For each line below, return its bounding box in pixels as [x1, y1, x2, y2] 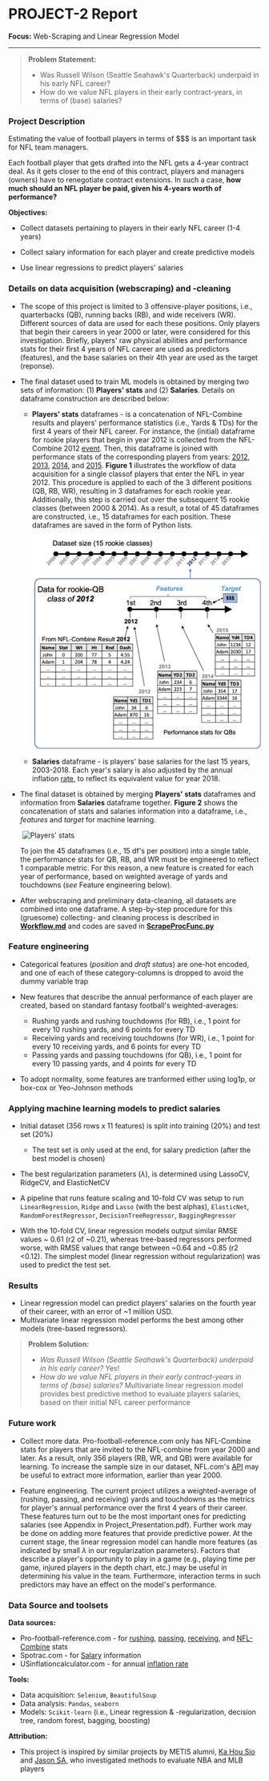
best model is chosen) [31, 1154, 106, 1164]
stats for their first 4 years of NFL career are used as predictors [19, 344, 230, 353]
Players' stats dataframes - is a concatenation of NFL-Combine [31, 409, 243, 418]
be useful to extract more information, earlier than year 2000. [19, 1470, 223, 1480]
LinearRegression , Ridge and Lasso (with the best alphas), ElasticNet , [19, 1202, 250, 1212]
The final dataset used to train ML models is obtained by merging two [19, 377, 250, 386]
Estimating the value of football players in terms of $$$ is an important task [8, 134, 257, 144]
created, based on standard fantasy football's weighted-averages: [19, 1001, 239, 1010]
